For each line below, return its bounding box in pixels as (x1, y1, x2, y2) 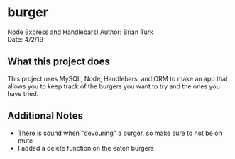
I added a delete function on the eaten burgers (17, 143, 154, 152)
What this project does (7, 56, 110, 68)
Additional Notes (7, 110, 84, 122)
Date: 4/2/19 (7, 35, 44, 43)
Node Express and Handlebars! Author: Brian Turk (7, 28, 154, 36)
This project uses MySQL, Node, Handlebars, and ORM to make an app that (7, 74, 229, 83)
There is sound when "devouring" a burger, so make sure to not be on (17, 129, 222, 137)
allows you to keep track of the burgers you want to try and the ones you (7, 82, 220, 90)
